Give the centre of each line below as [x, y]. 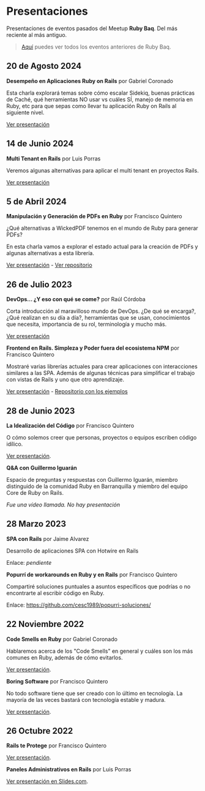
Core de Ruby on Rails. [35, 493]
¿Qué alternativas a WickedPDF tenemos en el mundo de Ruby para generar [102, 228]
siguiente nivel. [25, 112]
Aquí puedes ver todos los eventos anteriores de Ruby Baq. [96, 47]
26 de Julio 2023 [39, 284]
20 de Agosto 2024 [44, 66]
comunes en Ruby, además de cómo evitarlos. [65, 657]
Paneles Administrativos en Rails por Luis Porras [69, 769]
